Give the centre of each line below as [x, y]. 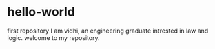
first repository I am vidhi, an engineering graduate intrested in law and [108, 31]
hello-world [41, 12]
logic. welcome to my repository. [53, 37]
